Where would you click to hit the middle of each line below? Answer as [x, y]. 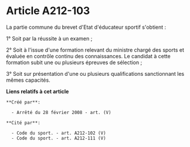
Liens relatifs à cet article [38, 91]
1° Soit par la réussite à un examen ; [49, 38]
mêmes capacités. [28, 80]
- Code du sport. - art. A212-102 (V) [59, 133]
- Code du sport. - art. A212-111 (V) [59, 138]
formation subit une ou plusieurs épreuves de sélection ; [74, 62]
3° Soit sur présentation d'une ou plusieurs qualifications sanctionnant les [95, 73]
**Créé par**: [23, 102]
